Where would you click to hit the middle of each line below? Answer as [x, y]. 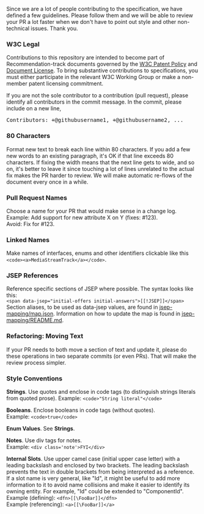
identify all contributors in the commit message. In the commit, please [94, 102]
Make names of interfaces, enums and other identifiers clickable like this [98, 253]
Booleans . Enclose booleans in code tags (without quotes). [81, 410]
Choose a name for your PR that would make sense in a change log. [92, 211]
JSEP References [32, 276]
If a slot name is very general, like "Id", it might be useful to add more [93, 478]
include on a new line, [34, 108]
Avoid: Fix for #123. [31, 224]
